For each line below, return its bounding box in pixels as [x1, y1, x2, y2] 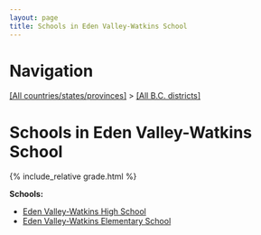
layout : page [9, 13, 59, 23]
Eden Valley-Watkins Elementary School [22, 216, 172, 227]
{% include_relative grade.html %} [9, 171, 137, 182]
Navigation [9, 61, 93, 81]
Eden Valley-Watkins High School [22, 206, 146, 217]
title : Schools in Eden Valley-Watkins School [9, 22, 188, 31]
